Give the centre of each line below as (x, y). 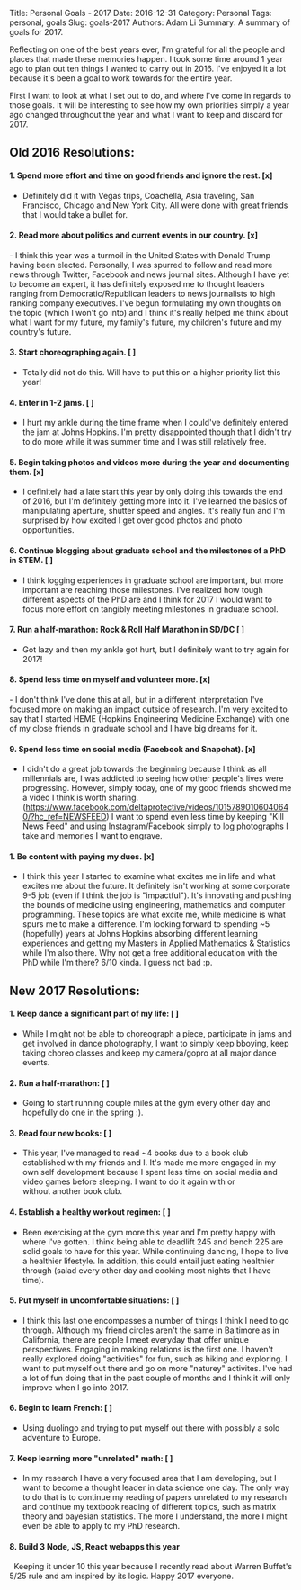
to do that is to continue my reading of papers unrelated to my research (155, 1497)
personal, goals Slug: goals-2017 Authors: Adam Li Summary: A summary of (150, 22)
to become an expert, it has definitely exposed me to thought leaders (137, 283)
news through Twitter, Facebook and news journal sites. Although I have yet (150, 274)
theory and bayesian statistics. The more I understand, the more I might (155, 1516)
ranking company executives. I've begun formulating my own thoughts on (146, 303)
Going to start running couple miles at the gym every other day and (146, 1103)
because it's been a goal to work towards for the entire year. (121, 78)
